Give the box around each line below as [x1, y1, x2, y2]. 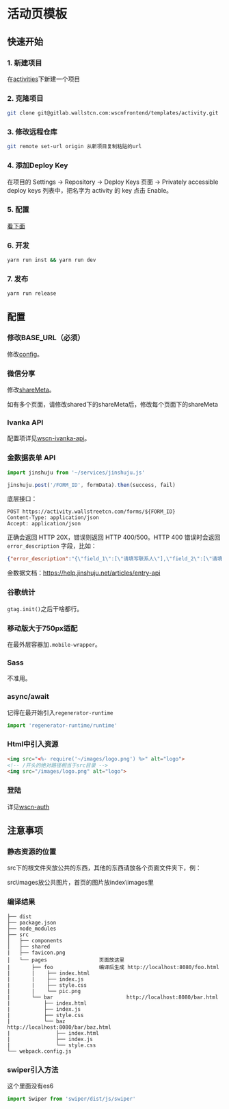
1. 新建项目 [7, 58, 42, 67]
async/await [7, 692, 49, 702]
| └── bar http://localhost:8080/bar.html [7, 994, 219, 1001]
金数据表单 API [7, 453, 56, 463]
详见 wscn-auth [7, 802, 50, 811]
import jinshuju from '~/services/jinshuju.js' [7, 469, 146, 476]
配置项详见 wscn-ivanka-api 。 [7, 434, 91, 442]
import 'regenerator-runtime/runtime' [7, 722, 118, 729]
